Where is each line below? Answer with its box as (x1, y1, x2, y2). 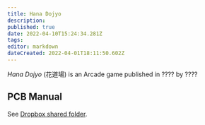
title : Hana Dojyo (7, 10, 61, 18)
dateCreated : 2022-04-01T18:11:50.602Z (7, 50, 125, 57)
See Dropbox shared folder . (7, 109, 88, 118)
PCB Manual (7, 91, 62, 103)
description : (7, 17, 46, 24)
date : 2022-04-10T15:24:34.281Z (7, 30, 102, 37)
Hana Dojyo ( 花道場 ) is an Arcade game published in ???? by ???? (7, 70, 198, 78)
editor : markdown (7, 43, 59, 50)
